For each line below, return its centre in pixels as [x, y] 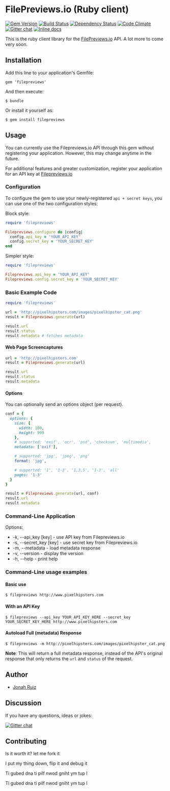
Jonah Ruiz [24, 687]
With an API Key [23, 607]
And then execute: [24, 91]
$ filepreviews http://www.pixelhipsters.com [54, 595]
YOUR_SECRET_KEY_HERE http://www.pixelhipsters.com [61, 621]
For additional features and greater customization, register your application [84, 168]
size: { [22, 423]
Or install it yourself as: [29, 110]
